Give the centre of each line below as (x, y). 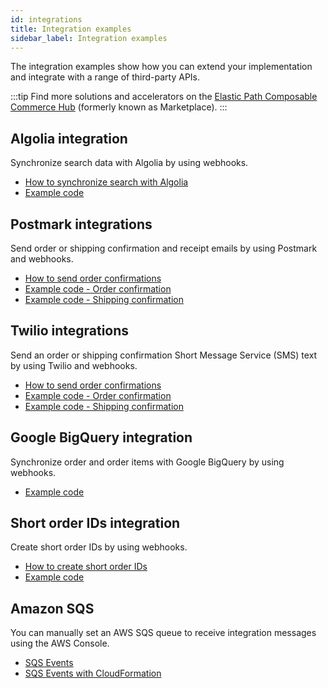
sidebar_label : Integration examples (89, 38)
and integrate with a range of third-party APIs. (105, 77)
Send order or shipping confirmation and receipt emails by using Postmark (164, 248)
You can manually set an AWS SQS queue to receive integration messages (163, 633)
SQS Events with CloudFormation (93, 673)
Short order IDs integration (95, 523)
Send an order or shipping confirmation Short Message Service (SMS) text (164, 355)
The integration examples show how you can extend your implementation (161, 67)
